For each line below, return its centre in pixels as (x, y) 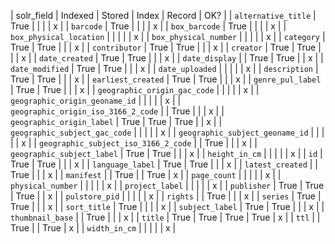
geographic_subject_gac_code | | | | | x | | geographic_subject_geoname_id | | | (167, 132)
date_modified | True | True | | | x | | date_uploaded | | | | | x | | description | (164, 68)
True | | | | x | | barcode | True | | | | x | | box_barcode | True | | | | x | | (148, 26)
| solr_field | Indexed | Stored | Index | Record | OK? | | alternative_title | (163, 15)
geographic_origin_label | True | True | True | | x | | (116, 121)
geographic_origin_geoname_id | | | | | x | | (96, 100)
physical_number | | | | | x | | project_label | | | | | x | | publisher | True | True (167, 185)
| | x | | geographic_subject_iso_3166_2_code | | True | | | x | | (134, 143)
